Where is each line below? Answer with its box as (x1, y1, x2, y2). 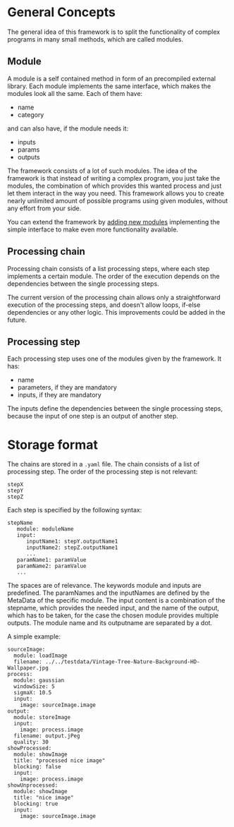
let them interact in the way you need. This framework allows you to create (7, 188, 224, 198)
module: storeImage (13, 714, 71, 721)
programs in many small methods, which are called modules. (7, 35, 184, 43)
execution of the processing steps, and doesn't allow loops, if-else (7, 301, 201, 309)
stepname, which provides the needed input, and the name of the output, (7, 604, 220, 612)
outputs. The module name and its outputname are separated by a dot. (7, 619, 213, 627)
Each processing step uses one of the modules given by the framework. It (7, 354, 222, 363)
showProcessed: (7, 745, 52, 752)
